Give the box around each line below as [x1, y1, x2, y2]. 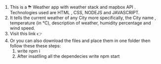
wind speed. [9, 25, 36, 31]
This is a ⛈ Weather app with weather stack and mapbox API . [9, 4, 136, 10]
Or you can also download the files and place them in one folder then [9, 38, 151, 43]
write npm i [17, 48, 40, 54]
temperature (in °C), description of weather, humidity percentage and [9, 20, 152, 26]
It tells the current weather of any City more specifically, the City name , [9, 15, 157, 21]
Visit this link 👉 [9, 31, 42, 36]
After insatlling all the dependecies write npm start [17, 53, 120, 59]
